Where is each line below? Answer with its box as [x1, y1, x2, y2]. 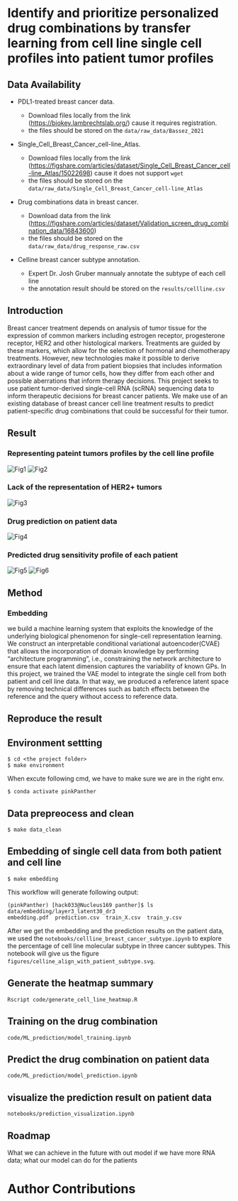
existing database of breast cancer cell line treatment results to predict [7, 399, 214, 408]
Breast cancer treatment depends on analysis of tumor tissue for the [7, 323, 207, 332]
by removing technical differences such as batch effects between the [7, 685, 210, 693]
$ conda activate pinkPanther [7, 788, 97, 795]
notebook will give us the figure [7, 949, 99, 957]
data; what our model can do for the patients [7, 1156, 138, 1164]
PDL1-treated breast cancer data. [17, 97, 115, 106]
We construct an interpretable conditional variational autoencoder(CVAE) [7, 639, 220, 648]
